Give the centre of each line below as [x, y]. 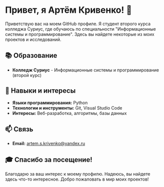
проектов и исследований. [33, 39]
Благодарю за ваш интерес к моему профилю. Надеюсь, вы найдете [78, 174]
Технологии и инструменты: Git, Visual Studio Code [67, 108]
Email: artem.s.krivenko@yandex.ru [49, 144]
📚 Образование [31, 56]
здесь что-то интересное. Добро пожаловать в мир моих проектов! [77, 179]
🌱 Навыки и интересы [40, 91]
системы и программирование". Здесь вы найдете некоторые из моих [80, 34]
